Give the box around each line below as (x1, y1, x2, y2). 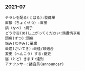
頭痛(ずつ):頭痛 (5, 36, 34, 41)
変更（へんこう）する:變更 (5, 52, 51, 56)
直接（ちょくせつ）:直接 (5, 20, 47, 25)
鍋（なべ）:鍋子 (5, 26, 33, 31)
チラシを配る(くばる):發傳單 (5, 16, 55, 20)
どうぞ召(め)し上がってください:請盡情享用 (5, 31, 81, 36)
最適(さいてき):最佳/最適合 (5, 46, 54, 52)
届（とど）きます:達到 (5, 57, 44, 62)
